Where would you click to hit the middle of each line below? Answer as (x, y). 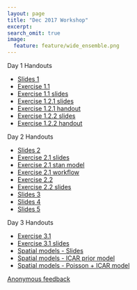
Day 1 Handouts (30, 66)
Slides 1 (28, 79)
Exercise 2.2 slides (44, 187)
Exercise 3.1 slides (43, 243)
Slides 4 (29, 202)
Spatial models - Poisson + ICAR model (73, 265)
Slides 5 (29, 209)
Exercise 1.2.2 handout (50, 123)
